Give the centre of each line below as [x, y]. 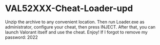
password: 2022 [21, 37]
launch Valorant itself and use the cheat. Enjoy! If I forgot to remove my [76, 32]
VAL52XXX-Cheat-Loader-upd [69, 8]
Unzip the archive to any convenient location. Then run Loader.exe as [75, 22]
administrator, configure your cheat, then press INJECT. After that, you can [80, 27]
